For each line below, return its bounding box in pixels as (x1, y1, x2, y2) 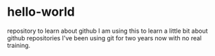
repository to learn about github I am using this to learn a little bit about (7, 27, 208, 35)
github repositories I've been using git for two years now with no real (7, 33, 202, 42)
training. (7, 41, 31, 49)
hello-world (7, 4, 76, 20)
